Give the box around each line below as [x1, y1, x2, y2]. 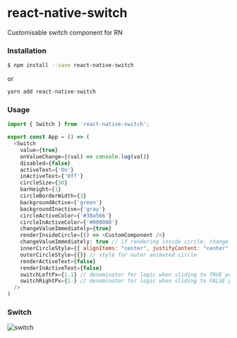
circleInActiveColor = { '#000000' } [20, 218, 119, 226]
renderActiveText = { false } [20, 258, 97, 265]
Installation [7, 46, 47, 56]
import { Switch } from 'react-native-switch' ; [7, 121, 150, 128]
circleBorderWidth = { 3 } [20, 192, 87, 200]
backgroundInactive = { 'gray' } [20, 206, 106, 213]
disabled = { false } [20, 160, 71, 167]
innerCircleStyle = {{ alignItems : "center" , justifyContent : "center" [20, 245, 229, 252]
